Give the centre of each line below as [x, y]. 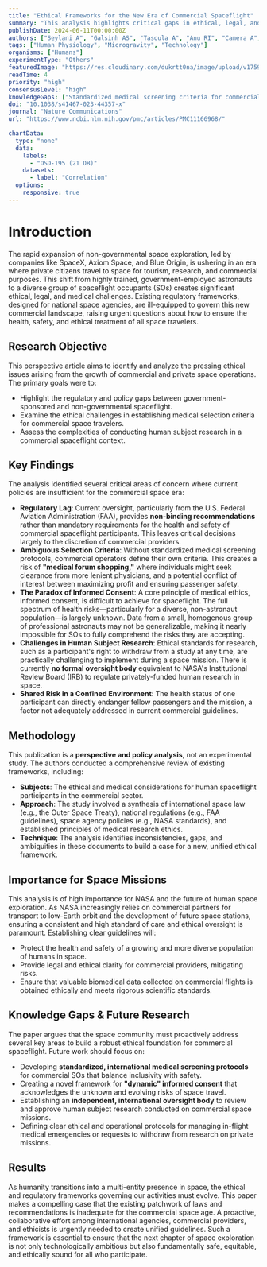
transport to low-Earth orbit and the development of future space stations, [130, 916]
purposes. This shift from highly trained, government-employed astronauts [130, 279]
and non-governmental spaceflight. [115, 406]
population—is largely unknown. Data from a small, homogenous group [136, 618]
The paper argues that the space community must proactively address [124, 1034]
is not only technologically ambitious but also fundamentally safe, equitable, [132, 1246]
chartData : [26, 134]
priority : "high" [37, 82]
